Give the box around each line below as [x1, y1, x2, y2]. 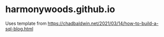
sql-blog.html [5, 25, 34, 31]
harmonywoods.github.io [5, 4, 116, 15]
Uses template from [5, 20, 47, 26]
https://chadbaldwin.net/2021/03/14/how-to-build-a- [47, 20, 159, 26]
